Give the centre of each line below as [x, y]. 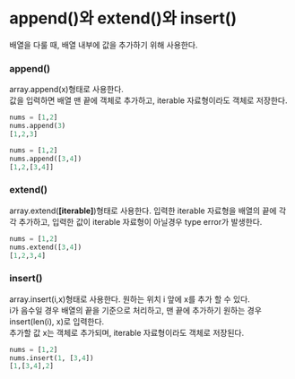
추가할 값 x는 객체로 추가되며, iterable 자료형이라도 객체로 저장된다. [127, 332]
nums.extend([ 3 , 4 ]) [46, 247]
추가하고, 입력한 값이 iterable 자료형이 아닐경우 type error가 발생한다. [140, 221]
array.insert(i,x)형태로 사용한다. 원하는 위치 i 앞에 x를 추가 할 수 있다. [130, 299]
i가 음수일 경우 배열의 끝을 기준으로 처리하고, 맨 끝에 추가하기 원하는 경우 [136, 310]
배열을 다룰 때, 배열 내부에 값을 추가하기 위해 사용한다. [104, 45]
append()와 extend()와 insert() [123, 18]
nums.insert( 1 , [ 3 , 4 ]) [52, 358]
